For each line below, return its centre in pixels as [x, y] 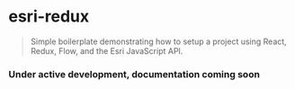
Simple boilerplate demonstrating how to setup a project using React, [158, 41]
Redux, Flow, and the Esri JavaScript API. [107, 50]
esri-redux [49, 17]
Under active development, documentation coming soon [134, 74]
